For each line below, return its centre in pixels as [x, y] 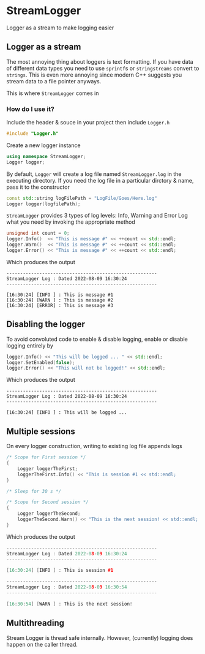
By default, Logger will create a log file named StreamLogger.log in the [94, 174]
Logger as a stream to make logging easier [60, 28]
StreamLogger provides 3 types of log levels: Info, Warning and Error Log [97, 216]
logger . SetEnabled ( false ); [41, 362]
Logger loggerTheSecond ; [49, 514]
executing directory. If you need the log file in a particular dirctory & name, [100, 180]
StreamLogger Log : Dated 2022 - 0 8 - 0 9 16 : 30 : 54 [67, 587]
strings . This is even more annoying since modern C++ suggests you [94, 75]
